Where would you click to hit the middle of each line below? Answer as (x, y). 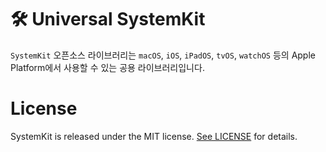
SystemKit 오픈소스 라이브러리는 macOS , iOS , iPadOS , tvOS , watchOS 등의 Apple (163, 55)
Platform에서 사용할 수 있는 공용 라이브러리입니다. (107, 67)
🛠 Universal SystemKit (108, 19)
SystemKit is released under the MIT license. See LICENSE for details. (154, 136)
